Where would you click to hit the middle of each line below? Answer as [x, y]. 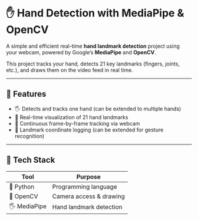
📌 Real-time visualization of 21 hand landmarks [71, 117]
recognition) [29, 136]
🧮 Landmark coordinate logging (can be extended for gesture [89, 130]
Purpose [89, 176]
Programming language [85, 186]
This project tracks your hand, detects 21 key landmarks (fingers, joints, [93, 64]
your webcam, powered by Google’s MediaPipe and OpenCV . [81, 52]
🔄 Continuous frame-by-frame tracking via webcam [77, 123]
